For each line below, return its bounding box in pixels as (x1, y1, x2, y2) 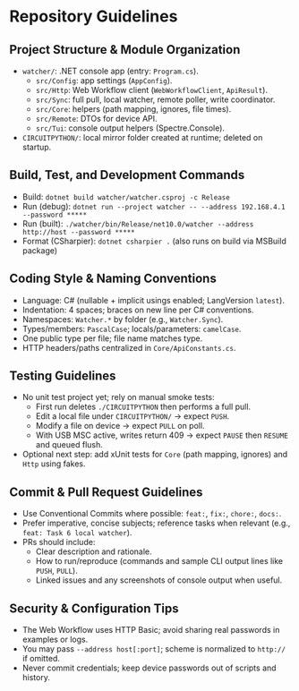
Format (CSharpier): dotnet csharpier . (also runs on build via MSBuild (21, 235, 286, 246)
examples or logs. (21, 634, 89, 645)
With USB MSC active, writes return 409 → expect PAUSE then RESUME (35, 430, 288, 440)
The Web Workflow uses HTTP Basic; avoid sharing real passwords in (21, 625, 280, 636)
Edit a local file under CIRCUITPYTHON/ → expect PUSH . (35, 411, 230, 422)
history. (21, 672, 51, 683)
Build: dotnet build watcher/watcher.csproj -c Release (21, 191, 230, 202)
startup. (21, 141, 52, 152)
